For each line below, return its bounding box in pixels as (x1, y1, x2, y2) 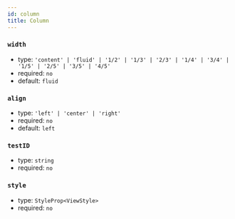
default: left (17, 124, 56, 133)
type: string (17, 156, 55, 165)
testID (7, 142, 31, 150)
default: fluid (17, 76, 58, 85)
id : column (7, 10, 40, 18)
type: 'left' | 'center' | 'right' (17, 108, 121, 118)
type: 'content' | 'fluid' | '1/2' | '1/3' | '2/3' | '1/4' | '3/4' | (17, 55, 229, 63)
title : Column (7, 17, 50, 24)
